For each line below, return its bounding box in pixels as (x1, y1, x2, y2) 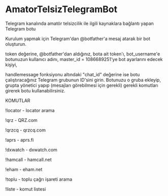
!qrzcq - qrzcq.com (5, 127, 46, 133)
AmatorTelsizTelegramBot (5, 4, 118, 15)
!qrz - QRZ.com (5, 117, 38, 123)
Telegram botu (5, 25, 36, 31)
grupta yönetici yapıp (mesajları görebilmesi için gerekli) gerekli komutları (5, 82, 158, 88)
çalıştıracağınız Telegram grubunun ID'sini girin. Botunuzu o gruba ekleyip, (5, 77, 161, 83)
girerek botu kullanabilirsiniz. (5, 87, 65, 93)
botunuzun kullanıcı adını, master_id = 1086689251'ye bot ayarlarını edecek (5, 56, 163, 62)
